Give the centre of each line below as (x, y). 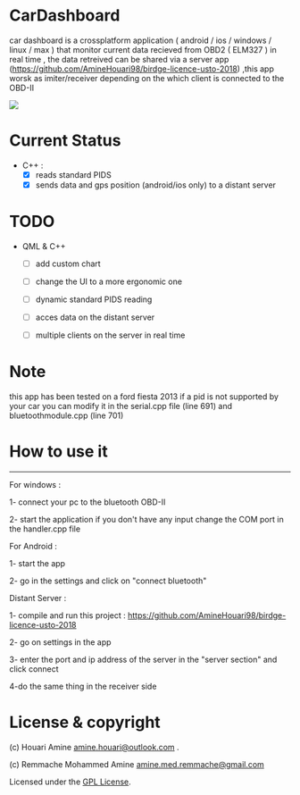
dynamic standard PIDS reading (94, 299)
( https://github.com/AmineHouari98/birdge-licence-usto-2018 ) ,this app (142, 69)
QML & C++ (44, 246)
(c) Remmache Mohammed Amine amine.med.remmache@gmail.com (137, 765)
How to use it (59, 452)
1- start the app (37, 564)
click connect (34, 669)
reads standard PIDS (73, 174)
